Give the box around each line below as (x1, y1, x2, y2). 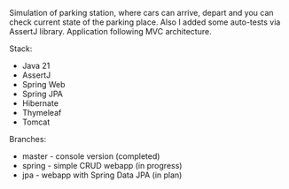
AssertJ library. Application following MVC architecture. (9, 26, 212, 36)
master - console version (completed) (21, 151, 160, 162)
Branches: (9, 134, 47, 144)
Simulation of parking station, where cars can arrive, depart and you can (9, 8, 274, 18)
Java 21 (21, 61, 51, 71)
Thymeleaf (21, 108, 62, 117)
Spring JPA (21, 88, 64, 99)
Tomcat (21, 117, 51, 127)
